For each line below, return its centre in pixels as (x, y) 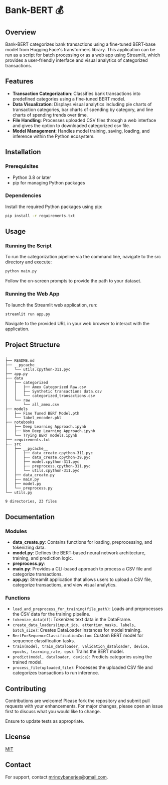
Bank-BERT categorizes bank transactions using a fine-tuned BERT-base (80, 44)
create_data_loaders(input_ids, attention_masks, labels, (74, 625)
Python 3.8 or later (32, 177)
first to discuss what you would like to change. (53, 712)
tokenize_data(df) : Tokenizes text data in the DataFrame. (72, 620)
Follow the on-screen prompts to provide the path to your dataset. (73, 281)
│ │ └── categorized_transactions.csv (50, 396)
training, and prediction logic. (43, 558)
